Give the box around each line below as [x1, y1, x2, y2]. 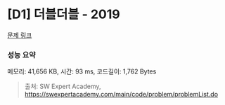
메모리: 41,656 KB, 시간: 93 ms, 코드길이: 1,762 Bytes [7, 67, 157, 76]
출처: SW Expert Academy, [24, 82, 101, 91]
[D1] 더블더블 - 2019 [7, 6, 121, 22]
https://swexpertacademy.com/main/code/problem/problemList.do [24, 90, 219, 99]
